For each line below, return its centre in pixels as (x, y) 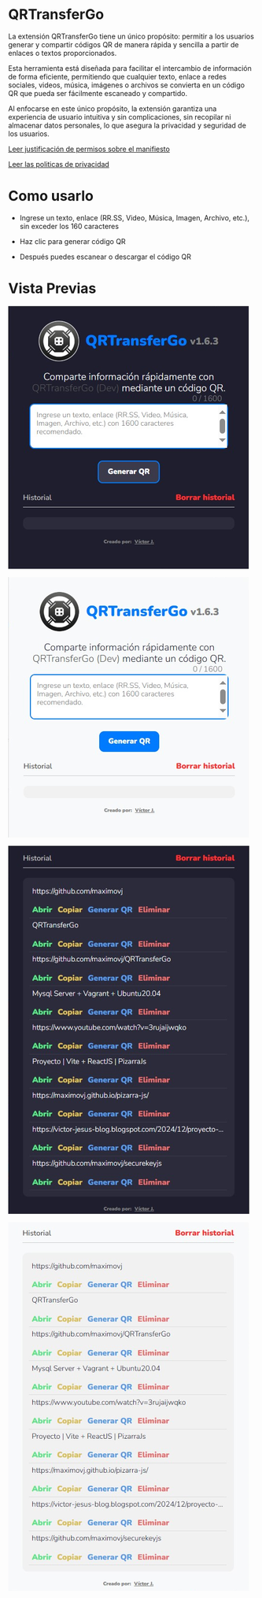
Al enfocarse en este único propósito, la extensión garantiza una (113, 109)
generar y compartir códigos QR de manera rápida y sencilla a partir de (124, 44)
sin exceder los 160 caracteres (69, 226)
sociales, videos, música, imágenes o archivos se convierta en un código (127, 85)
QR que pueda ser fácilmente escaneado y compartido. (98, 93)
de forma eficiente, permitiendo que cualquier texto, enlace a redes (117, 76)
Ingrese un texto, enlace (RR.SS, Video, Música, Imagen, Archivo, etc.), (135, 217)
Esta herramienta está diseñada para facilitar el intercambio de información (130, 68)
